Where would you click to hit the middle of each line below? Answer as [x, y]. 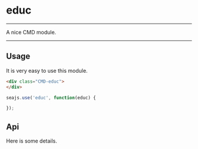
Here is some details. [32, 141]
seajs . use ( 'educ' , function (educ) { [51, 98]
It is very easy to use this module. [47, 70]
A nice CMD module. [31, 32]
